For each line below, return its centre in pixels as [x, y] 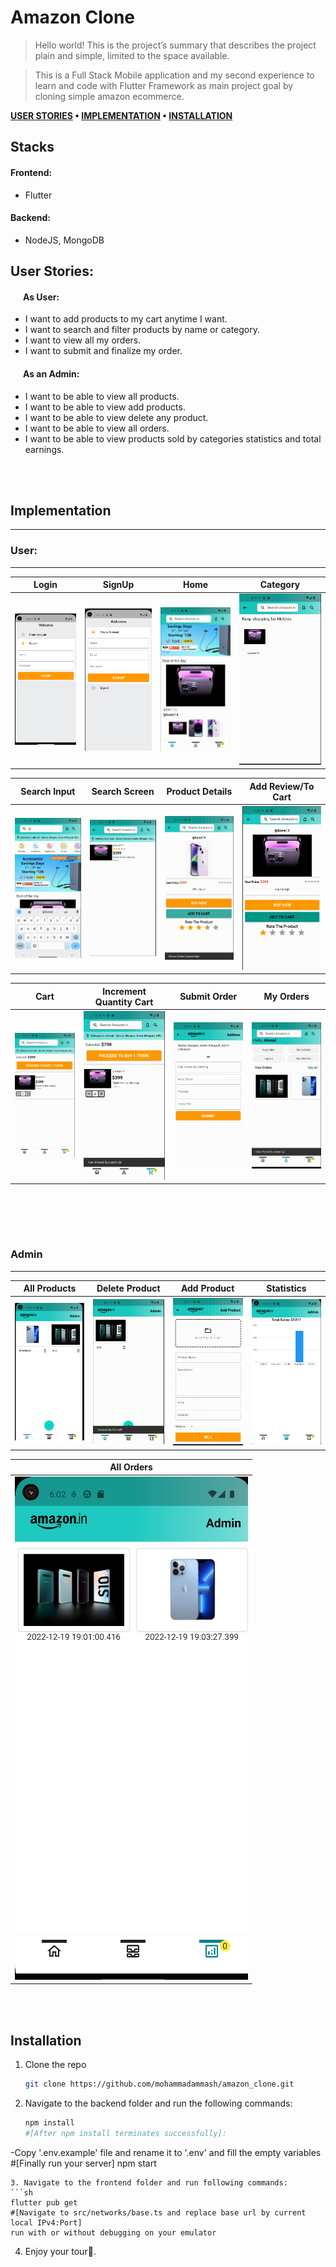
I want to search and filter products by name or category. [142, 330]
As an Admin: [51, 373]
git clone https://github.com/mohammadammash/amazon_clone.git [159, 2084]
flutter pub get [44, 2202]
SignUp [118, 585]
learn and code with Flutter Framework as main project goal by [164, 85]
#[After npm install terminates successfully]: [125, 2133]
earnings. [44, 449]
